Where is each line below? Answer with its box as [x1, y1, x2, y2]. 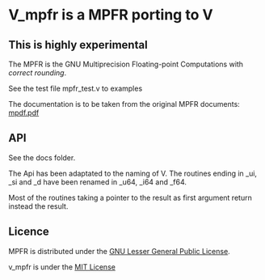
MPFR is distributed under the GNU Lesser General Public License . [8, 246, 230, 256]
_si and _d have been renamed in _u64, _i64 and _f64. [8, 176, 187, 187]
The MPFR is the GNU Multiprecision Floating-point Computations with [8, 59, 244, 69]
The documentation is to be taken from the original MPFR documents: [8, 100, 240, 108]
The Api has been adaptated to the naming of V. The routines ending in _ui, [8, 168, 257, 178]
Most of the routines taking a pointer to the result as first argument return [8, 193, 252, 202]
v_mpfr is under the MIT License [8, 261, 116, 272]
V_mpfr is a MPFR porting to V [8, 6, 213, 24]
